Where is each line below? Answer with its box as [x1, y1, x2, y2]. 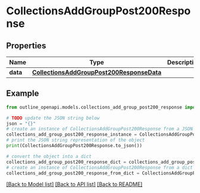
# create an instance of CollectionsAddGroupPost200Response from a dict [6, 164, 193, 170]
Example [6, 88, 39, 99]
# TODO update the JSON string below [6, 115, 100, 121]
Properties [6, 41, 46, 51]
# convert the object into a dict [6, 153, 92, 159]
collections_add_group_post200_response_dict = [6, 159, 127, 165]
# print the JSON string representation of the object [6, 137, 145, 144]
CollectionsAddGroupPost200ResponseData [32, 69, 162, 76]
